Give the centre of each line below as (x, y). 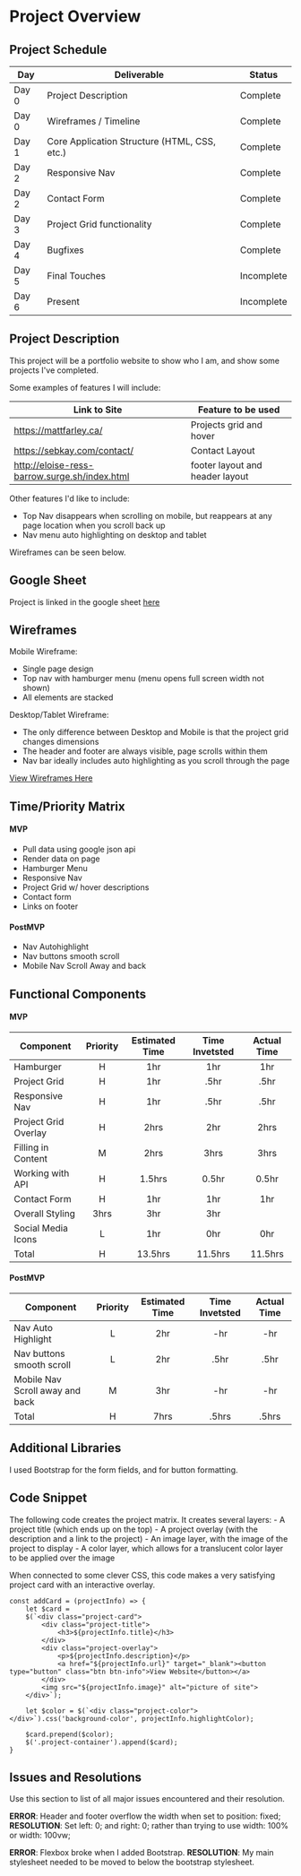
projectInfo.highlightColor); (198, 1718)
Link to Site (98, 410)
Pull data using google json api (79, 850)
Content (30, 1158)
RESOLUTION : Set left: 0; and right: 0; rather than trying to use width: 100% (149, 1826)
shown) (36, 688)
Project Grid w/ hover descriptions (86, 887)
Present (64, 302)
